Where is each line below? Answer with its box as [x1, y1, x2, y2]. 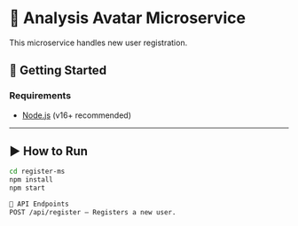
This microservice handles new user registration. [9, 37, 188, 48]
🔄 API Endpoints [9, 199, 69, 209]
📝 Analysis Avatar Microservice [9, 8, 247, 28]
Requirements [9, 90, 72, 102]
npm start [9, 183, 46, 193]
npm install [9, 175, 53, 184]
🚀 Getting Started [9, 63, 107, 78]
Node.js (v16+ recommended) [21, 110, 131, 121]
